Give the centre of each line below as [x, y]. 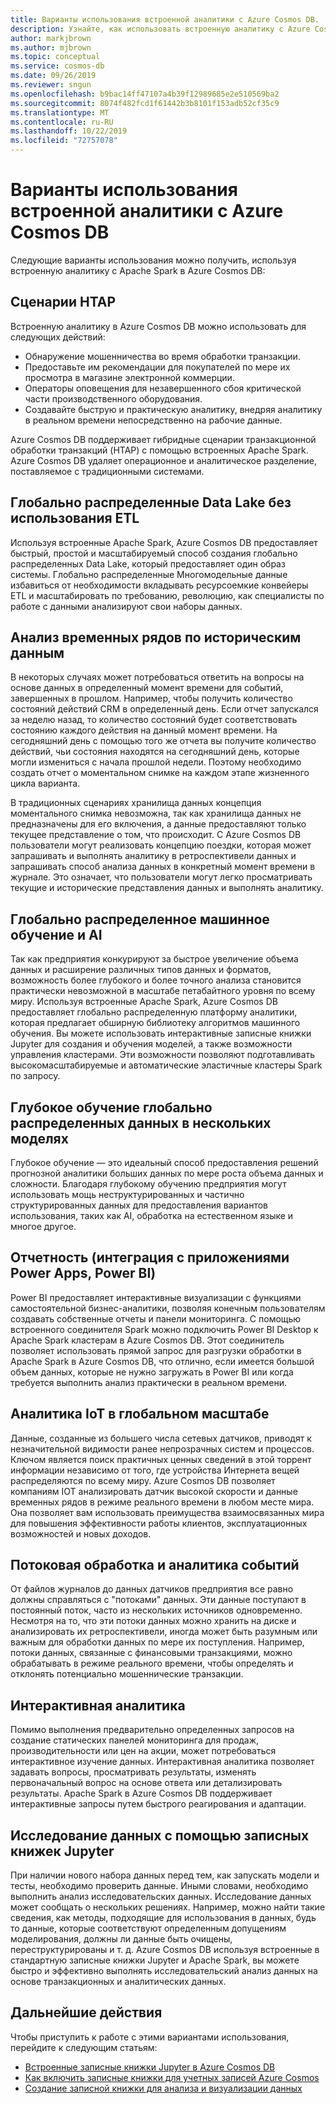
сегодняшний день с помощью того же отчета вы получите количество [163, 741]
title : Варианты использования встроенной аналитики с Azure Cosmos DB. [165, 19]
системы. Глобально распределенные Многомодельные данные [149, 574]
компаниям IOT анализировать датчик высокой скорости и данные [154, 1491]
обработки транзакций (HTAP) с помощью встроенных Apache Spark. [159, 450]
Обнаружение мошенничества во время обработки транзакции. [162, 356]
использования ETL [75, 518]
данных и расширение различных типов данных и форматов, [141, 970]
